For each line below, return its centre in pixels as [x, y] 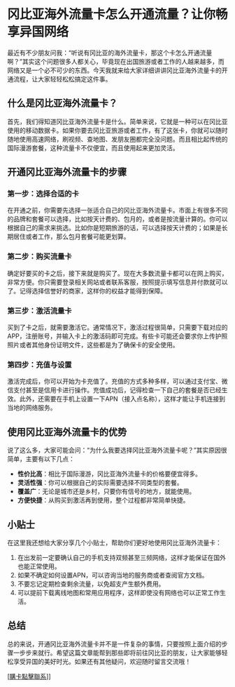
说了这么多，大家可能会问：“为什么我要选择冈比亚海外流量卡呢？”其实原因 [114, 451]
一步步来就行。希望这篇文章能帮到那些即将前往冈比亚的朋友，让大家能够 [117, 653]
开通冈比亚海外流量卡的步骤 [67, 172]
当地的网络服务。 [32, 408]
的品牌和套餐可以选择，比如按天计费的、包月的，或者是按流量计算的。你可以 [117, 219]
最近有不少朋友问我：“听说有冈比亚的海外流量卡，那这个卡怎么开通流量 [110, 53]
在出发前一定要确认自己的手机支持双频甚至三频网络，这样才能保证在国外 [121, 557]
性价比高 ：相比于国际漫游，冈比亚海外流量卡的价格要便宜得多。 [109, 474]
